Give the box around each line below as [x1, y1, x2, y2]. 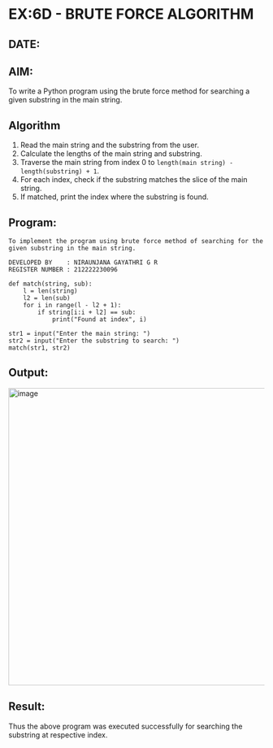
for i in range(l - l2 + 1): [23, 302, 122, 310]
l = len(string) [23, 287, 79, 295]
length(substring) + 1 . [19, 166, 100, 176]
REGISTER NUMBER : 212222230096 [8, 266, 118, 274]
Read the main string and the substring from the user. [19, 140, 199, 150]
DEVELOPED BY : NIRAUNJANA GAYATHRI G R [8, 259, 158, 267]
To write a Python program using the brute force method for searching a [8, 86, 250, 96]
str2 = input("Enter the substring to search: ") [8, 337, 180, 346]
